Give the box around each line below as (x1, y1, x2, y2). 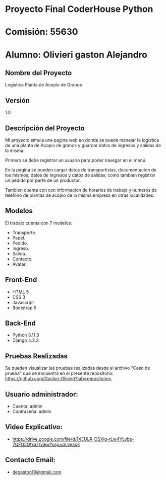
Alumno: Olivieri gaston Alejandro (5, 49, 148, 60)
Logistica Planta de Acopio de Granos (5, 82, 82, 88)
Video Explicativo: (5, 423, 63, 431)
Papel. (12, 235, 26, 240)
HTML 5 (12, 289, 29, 295)
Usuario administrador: (5, 390, 78, 399)
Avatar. (12, 261, 27, 267)
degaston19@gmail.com (12, 469, 62, 475)
